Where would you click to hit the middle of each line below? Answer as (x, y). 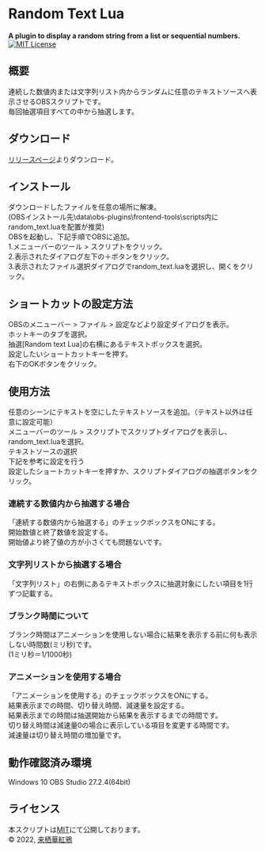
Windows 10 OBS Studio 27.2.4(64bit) (70, 782)
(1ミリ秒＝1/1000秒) (40, 654)
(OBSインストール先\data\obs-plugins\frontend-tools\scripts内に (114, 217)
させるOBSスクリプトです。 (60, 101)
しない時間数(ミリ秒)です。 (52, 644)
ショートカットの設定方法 (70, 304)
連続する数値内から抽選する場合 (69, 504)
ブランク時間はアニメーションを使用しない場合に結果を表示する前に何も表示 (133, 634)
